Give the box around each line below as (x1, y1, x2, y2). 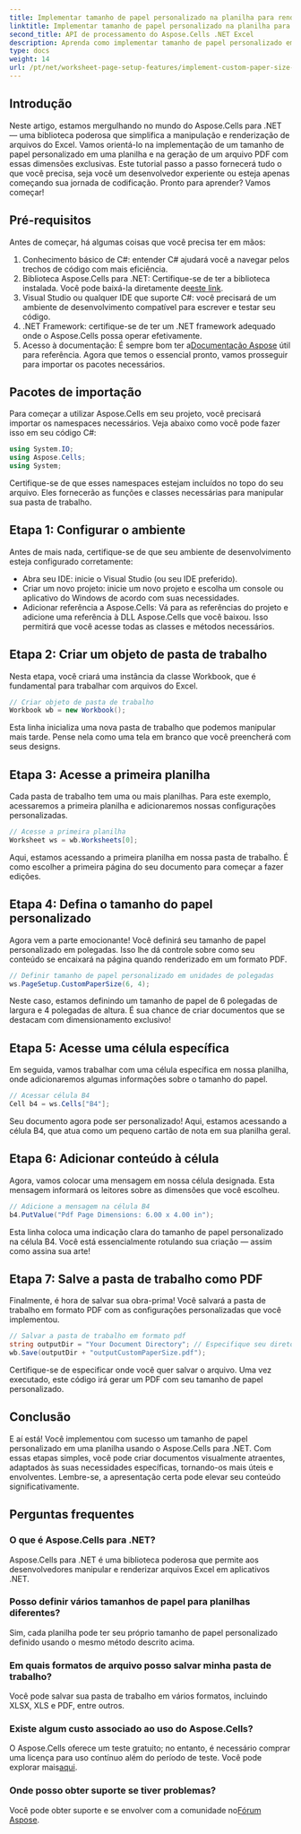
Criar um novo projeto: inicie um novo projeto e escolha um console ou (21, 583, 284, 593)
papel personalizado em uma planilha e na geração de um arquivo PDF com (9, 149, 288, 160)
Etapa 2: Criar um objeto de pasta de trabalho (9, 647, 268, 662)
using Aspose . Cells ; (9, 454, 87, 463)
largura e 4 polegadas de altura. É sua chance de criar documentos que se (9, 1005, 285, 1016)
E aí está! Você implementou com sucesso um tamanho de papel (9, 1433, 248, 1444)
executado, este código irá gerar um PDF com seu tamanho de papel (9, 1374, 263, 1385)
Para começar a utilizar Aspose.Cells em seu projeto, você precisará (9, 409, 262, 420)
